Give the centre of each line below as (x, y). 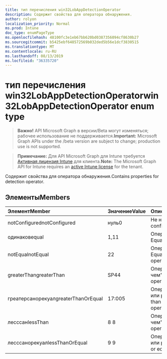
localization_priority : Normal (38, 24)
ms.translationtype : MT (30, 47)
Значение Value (127, 211)
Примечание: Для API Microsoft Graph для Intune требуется (81, 156)
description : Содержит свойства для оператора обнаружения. (69, 14)
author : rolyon (21, 19)
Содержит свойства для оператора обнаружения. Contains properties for (82, 177)
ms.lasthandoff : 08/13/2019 (34, 56)
